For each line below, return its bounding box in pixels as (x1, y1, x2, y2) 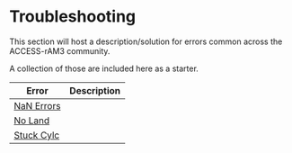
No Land (13, 114, 50, 127)
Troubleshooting (9, 6, 137, 27)
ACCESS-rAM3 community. (9, 45, 111, 56)
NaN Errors (13, 99, 61, 112)
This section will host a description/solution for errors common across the (9, 36, 283, 47)
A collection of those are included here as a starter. (9, 63, 199, 74)
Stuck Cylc (13, 129, 60, 141)
